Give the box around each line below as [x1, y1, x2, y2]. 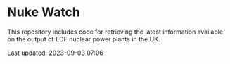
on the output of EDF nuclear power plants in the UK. [7, 34, 160, 43]
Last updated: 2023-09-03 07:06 [7, 49, 104, 57]
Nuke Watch [7, 4, 81, 20]
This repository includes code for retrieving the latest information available [7, 27, 224, 36]
